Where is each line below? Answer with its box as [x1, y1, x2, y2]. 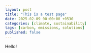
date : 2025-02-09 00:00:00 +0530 [5, 16, 74, 21]
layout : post [5, 7, 32, 12]
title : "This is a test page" [5, 12, 67, 17]
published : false [5, 30, 41, 35]
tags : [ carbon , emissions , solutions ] [5, 26, 85, 30]
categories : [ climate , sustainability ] [5, 21, 87, 26]
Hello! [5, 44, 17, 49]
